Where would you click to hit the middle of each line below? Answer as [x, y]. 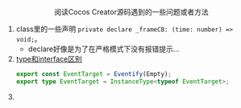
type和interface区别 [49, 59]
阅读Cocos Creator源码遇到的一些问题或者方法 [131, 12]
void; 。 [29, 39]
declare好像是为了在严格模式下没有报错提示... [104, 49]
